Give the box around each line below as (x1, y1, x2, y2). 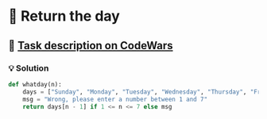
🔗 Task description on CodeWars (8, 39, 173, 52)
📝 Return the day (8, 7, 121, 25)
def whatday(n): (8, 80, 62, 88)
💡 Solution (8, 63, 49, 74)
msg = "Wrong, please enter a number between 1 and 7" (22, 95, 208, 103)
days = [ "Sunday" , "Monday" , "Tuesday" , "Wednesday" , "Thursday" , (22, 87, 247, 96)
